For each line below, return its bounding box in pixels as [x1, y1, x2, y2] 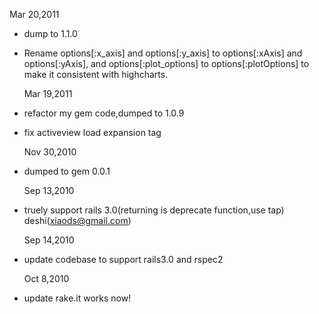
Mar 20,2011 [9, 9, 60, 20]
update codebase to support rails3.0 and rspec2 [23, 254, 224, 265]
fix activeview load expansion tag [23, 127, 162, 138]
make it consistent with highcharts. [23, 69, 169, 80]
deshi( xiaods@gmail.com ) [23, 215, 132, 226]
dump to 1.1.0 [23, 28, 78, 39]
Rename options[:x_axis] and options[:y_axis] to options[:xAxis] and [23, 47, 303, 59]
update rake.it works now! [23, 292, 132, 304]
